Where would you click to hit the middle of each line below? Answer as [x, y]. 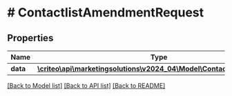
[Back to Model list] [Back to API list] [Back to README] [86, 86]
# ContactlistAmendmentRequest [106, 13]
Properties [30, 38]
